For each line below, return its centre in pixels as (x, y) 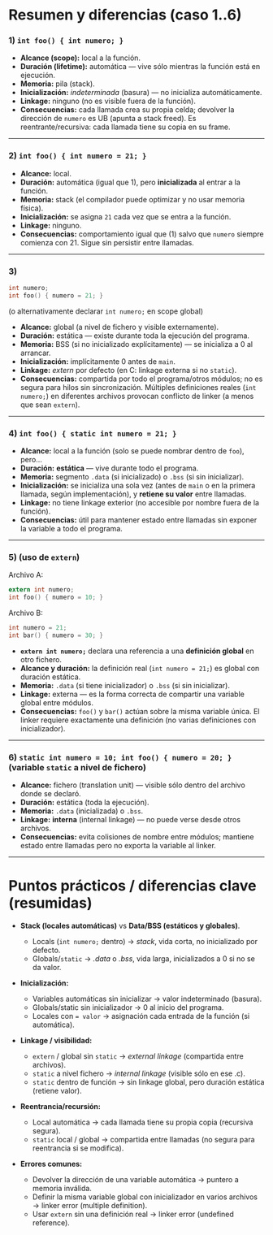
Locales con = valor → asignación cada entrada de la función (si (141, 1016)
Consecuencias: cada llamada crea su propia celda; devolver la (127, 110)
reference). (51, 1223)
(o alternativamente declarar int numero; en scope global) (106, 311)
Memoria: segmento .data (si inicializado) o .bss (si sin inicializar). (132, 477)
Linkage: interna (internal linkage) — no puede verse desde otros (130, 820)
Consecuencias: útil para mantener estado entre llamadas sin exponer (139, 520)
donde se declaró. (50, 794)
